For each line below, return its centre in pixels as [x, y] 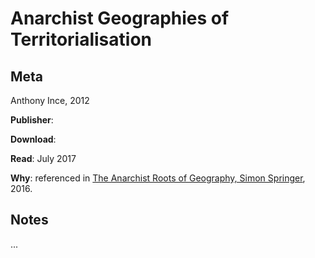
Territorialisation [81, 39]
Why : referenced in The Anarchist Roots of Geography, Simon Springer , [158, 178]
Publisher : [32, 120]
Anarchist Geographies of [120, 18]
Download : [33, 139]
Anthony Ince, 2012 [50, 100]
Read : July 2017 [43, 158]
